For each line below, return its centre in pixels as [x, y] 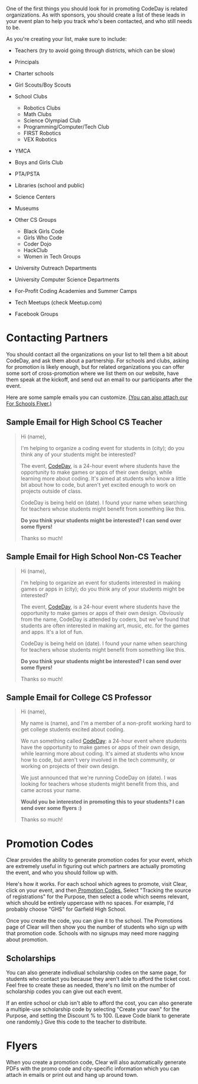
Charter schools [34, 73]
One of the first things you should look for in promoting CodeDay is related [97, 9]
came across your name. [51, 790]
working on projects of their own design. [70, 766]
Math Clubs [38, 114]
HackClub [36, 250]
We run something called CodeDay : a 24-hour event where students [104, 741]
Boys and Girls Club [39, 162]
